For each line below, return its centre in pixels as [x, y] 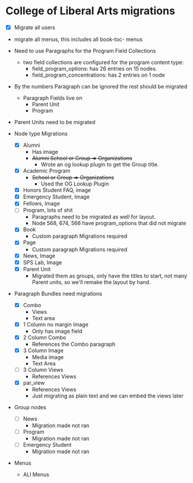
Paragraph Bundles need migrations [58, 293]
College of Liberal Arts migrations [91, 11]
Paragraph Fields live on [53, 98]
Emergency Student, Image [56, 197]
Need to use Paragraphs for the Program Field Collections [85, 51]
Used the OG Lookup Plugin [75, 184]
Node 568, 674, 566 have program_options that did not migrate [109, 223]
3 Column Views [43, 370]
